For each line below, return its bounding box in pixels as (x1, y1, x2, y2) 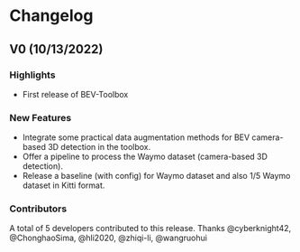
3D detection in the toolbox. (48, 142, 151, 153)
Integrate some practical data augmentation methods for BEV (22, 132, 250, 143)
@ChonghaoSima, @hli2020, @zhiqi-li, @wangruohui (9, 232, 207, 244)
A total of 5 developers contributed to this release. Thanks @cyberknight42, (9, 223, 292, 234)
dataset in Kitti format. (22, 180, 105, 191)
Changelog (9, 5, 94, 26)
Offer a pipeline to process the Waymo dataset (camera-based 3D (22, 151, 268, 163)
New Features (9, 111, 72, 124)
